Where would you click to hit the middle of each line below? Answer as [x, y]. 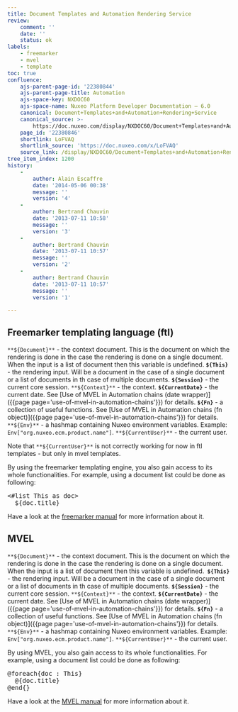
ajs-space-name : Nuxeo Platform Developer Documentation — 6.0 [115, 106]
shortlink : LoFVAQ [47, 139]
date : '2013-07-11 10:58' [71, 218]
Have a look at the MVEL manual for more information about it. [98, 701]
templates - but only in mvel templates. [64, 454]
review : [19, 21]
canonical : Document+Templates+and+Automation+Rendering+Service [119, 113]
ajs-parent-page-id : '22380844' [68, 87]
